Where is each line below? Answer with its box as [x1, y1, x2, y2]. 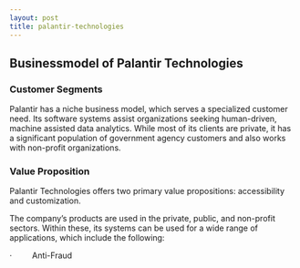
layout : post [9, 13, 59, 23]
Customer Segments [9, 83, 103, 96]
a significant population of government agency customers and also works [9, 133, 286, 144]
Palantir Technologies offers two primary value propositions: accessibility [9, 186, 285, 197]
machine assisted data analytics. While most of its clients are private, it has [9, 123, 292, 134]
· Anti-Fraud [9, 250, 73, 261]
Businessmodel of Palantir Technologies [9, 56, 243, 71]
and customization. [9, 195, 82, 206]
